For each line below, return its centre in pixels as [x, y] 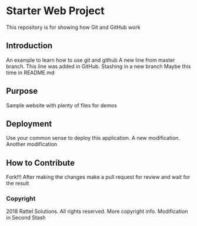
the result [18, 184]
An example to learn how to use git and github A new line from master [91, 60]
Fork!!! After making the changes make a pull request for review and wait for [98, 177]
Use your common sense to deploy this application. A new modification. [93, 138]
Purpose [22, 91]
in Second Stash [26, 218]
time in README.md [30, 73]
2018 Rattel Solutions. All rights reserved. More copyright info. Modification [97, 211]
